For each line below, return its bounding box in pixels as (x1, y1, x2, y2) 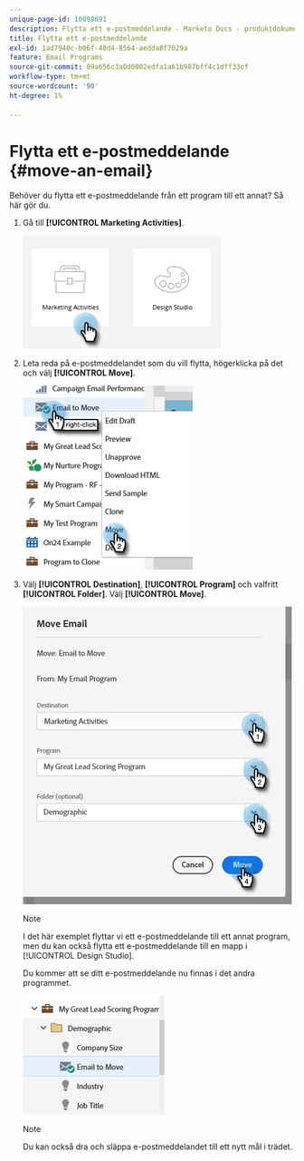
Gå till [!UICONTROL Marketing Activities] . (22, 218, 185, 229)
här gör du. (9, 200, 52, 210)
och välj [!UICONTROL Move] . (22, 367, 136, 378)
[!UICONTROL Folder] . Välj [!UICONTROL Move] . (22, 589, 206, 600)
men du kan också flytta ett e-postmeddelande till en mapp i (22, 941, 248, 951)
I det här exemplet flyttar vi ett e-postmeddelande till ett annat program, (22, 931, 291, 942)
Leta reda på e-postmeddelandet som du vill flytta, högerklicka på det (22, 358, 283, 369)
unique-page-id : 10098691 (9, 15, 107, 24)
